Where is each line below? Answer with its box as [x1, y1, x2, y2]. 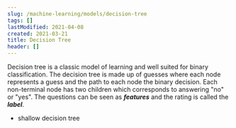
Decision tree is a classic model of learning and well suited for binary [7, 63, 209, 71]
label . [7, 100, 25, 108]
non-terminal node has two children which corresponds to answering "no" [7, 86, 225, 93]
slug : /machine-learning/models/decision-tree [7, 10, 147, 18]
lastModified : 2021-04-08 [7, 23, 84, 30]
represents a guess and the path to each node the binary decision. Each [7, 78, 218, 86]
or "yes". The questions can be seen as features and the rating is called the [7, 93, 229, 101]
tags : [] [7, 17, 33, 24]
